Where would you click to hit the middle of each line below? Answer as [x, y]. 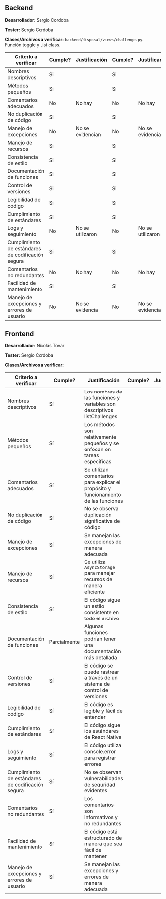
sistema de [97, 684]
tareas [92, 455]
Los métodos [100, 424]
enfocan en [98, 449]
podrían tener [100, 639]
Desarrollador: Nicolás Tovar [35, 345]
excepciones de [103, 541]
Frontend [20, 334]
